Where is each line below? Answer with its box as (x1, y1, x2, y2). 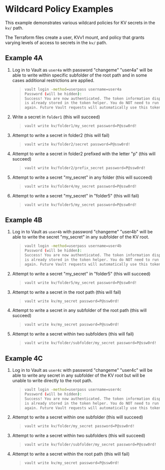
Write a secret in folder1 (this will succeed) (12, 114, 101, 120)
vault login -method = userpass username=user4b (24, 244, 122, 249)
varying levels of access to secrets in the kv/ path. (5, 39, 107, 45)
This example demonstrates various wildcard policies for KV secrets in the (5, 20, 156, 26)
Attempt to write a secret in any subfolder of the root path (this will (12, 307, 147, 313)
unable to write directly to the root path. (12, 378, 93, 384)
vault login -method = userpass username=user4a (24, 87, 122, 92)
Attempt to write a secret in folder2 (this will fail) (12, 133, 110, 138)
